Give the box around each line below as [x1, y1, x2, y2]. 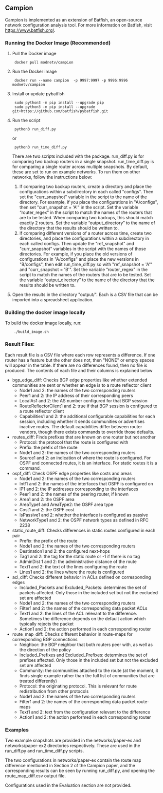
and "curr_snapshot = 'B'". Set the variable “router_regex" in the [19, 267, 148, 272]
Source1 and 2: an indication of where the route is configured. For [19, 455, 151, 460]
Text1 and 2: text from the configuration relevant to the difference [19, 709, 150, 715]
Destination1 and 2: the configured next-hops [19, 548, 110, 554]
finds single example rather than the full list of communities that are [19, 672, 155, 678]
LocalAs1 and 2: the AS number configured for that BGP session [19, 397, 147, 403]
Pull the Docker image [12, 51, 57, 57]
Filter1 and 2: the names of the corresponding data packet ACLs [19, 605, 147, 611]
